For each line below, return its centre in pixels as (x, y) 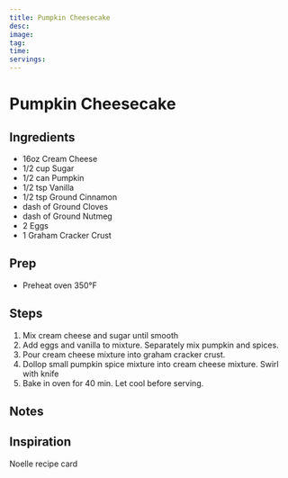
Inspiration (40, 442)
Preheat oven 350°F (59, 285)
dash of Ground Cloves (65, 207)
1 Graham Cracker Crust (67, 235)
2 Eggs (36, 225)
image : (22, 34)
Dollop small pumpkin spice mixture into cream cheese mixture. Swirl (150, 364)
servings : (28, 59)
